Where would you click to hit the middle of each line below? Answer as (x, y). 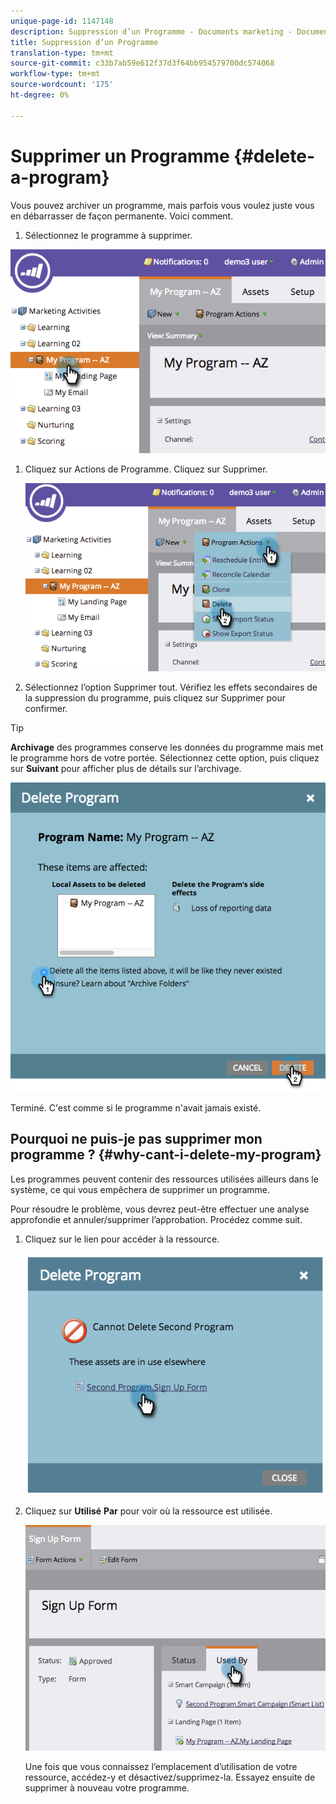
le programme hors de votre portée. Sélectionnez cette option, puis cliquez (165, 757)
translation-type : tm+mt (62, 53)
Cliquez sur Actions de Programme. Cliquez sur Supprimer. (146, 469)
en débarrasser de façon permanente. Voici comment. (122, 216)
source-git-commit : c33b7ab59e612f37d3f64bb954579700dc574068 (142, 63)
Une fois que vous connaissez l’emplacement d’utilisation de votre (161, 1767)
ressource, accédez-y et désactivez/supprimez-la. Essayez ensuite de (170, 1777)
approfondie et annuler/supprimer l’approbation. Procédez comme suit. (156, 1219)
